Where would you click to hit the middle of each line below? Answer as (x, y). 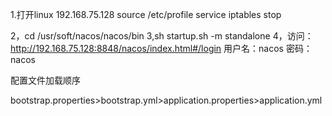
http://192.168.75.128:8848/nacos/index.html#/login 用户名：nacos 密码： (161, 48)
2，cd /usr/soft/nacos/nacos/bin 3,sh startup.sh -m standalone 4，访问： (162, 36)
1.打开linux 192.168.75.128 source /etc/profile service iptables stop (146, 14)
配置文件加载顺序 (45, 80)
